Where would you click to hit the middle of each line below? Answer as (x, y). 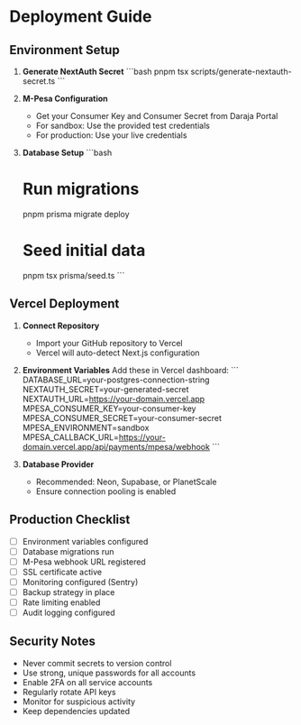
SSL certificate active (62, 572)
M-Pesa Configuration (65, 98)
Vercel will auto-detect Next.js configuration (118, 353)
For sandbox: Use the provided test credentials (123, 125)
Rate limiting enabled (61, 602)
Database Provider (58, 464)
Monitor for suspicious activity (79, 702)
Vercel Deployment (64, 304)
